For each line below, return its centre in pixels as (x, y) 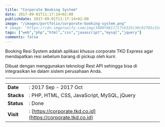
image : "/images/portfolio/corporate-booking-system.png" (66, 23)
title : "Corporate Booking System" (41, 10)
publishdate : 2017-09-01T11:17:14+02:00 (47, 19)
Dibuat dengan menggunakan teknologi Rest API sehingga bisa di (71, 66)
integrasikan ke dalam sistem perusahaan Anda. (54, 71)
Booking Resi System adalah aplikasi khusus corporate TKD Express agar (79, 51)
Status (15, 103)
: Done (36, 103)
